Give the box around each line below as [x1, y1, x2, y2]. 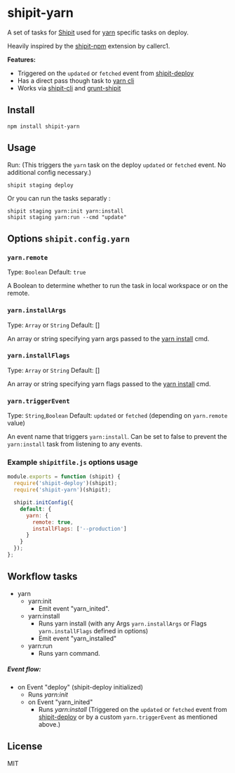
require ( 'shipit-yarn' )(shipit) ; [13, 487, 112, 494]
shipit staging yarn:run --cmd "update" [7, 213, 128, 220]
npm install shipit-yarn [7, 123, 80, 130]
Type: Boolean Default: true [7, 268, 86, 277]
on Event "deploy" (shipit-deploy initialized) [17, 682, 144, 691]
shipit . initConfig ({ [13, 499, 74, 506]
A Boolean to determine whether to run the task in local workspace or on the [7, 282, 228, 290]
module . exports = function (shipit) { [7, 473, 121, 480]
